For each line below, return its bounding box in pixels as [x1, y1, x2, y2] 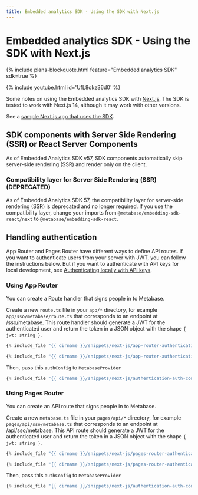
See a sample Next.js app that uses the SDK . [6, 113, 115, 120]
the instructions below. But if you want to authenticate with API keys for [6, 260, 180, 268]
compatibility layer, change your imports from [6, 209, 117, 216]
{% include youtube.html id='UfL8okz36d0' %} [6, 84, 121, 91]
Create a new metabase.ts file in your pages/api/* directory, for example [6, 414, 181, 421]
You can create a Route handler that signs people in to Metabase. [6, 295, 165, 302]
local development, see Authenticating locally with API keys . [6, 266, 152, 274]
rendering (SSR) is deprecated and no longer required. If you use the [6, 203, 173, 210]
